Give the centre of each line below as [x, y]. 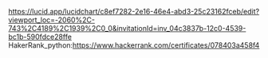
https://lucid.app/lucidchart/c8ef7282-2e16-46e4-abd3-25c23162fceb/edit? [134, 12]
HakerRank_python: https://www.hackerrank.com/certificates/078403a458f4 [134, 45]
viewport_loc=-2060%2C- [52, 20]
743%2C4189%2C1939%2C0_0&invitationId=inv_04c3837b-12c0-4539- [127, 28]
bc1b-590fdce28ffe [40, 37]
